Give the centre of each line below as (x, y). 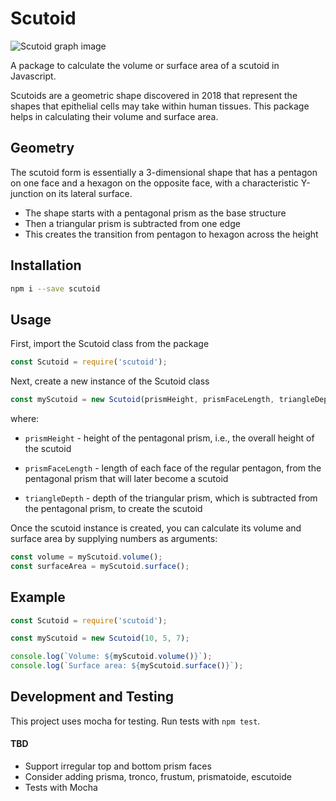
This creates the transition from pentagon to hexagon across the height (171, 234)
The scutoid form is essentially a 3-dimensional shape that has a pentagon (164, 172)
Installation (46, 265)
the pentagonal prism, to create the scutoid (113, 508)
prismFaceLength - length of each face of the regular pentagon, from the (173, 468)
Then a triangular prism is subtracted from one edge (132, 223)
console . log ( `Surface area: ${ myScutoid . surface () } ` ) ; (127, 666)
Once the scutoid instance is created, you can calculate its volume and (156, 528)
